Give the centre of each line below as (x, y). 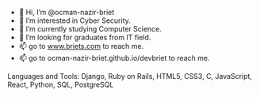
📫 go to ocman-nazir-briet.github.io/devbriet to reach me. (114, 58)
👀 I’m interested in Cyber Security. (75, 21)
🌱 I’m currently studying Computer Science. (90, 29)
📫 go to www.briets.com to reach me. (81, 46)
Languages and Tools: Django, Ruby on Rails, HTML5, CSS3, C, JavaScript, (130, 76)
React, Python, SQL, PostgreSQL (61, 84)
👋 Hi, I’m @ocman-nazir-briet (67, 12)
